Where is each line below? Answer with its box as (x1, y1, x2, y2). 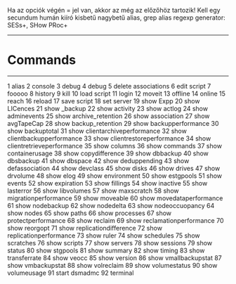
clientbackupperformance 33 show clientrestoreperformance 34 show (7, 134, 211, 143)
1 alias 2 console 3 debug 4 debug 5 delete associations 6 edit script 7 (7, 82, 211, 90)
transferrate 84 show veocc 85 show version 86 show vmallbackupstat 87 (7, 253, 223, 262)
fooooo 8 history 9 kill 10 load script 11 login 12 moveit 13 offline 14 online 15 (7, 89, 226, 98)
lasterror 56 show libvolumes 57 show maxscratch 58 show (7, 186, 179, 195)
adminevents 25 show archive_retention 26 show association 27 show (7, 112, 210, 120)
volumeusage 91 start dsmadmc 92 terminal (7, 269, 134, 277)
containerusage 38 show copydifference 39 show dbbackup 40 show (7, 149, 209, 157)
